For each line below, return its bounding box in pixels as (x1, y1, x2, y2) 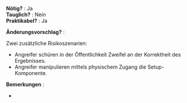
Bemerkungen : (6, 81, 45, 88)
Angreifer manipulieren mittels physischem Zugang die (14, 63, 147, 70)
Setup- (147, 63, 165, 70)
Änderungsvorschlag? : (6, 29, 65, 35)
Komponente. (14, 70, 47, 76)
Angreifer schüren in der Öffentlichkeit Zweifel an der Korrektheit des (14, 51, 181, 58)
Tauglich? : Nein (6, 11, 46, 18)
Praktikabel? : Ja (6, 17, 48, 24)
